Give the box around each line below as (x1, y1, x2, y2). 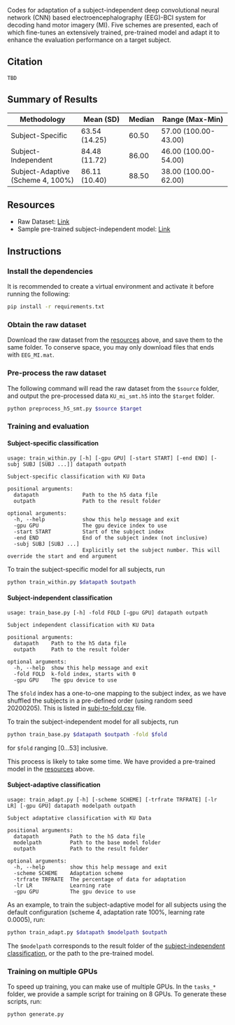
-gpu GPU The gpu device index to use (13, 522, 168, 529)
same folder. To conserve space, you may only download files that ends (7, 343, 215, 352)
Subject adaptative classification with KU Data (7, 814, 152, 822)
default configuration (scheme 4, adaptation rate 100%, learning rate (7, 907, 205, 916)
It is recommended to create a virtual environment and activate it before (7, 282, 215, 291)
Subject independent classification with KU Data (7, 621, 155, 628)
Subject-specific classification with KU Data (7, 473, 145, 480)
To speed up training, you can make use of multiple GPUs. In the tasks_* (7, 982, 217, 991)
